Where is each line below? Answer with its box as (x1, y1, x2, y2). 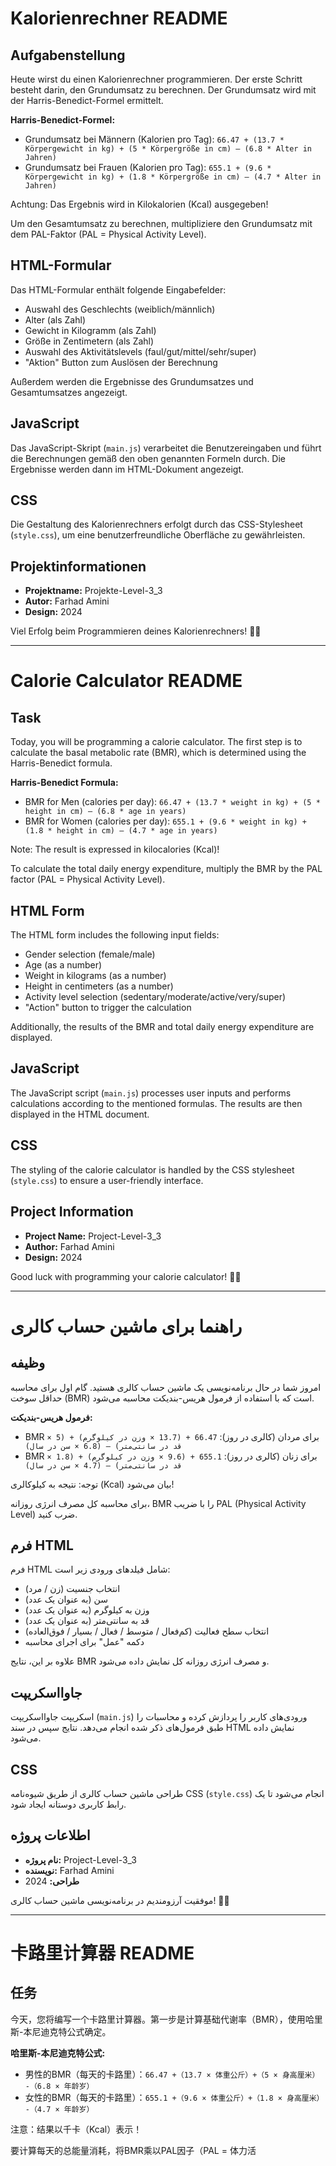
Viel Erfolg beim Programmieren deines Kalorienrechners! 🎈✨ (10, 625, 262, 637)
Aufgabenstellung (10, 47, 126, 64)
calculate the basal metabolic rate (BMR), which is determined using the (10, 747, 307, 759)
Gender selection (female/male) (24, 948, 156, 961)
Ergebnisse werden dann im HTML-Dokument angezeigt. (10, 463, 245, 475)
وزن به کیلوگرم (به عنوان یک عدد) (24, 1604, 150, 1616)
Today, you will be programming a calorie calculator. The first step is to (10, 736, 303, 748)
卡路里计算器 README (10, 1942, 195, 1964)
